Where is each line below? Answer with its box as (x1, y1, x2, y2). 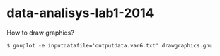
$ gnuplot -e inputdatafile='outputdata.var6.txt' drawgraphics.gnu (6, 42, 213, 49)
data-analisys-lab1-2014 (6, 5, 154, 21)
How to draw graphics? (6, 28, 75, 37)
